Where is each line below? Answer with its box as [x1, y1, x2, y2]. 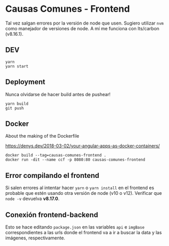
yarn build [5, 101, 29, 106]
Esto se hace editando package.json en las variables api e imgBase [5, 224, 145, 230]
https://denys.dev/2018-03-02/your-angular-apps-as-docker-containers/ [5, 143, 160, 149]
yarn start [5, 63, 29, 69]
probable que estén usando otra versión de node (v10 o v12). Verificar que [5, 190, 162, 196]
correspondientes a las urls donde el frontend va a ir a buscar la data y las [5, 230, 162, 235]
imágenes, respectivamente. [5, 235, 66, 241]
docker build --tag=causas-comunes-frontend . [5, 153, 107, 158]
